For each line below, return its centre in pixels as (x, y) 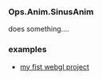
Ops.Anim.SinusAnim (51, 12)
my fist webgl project (55, 66)
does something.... (39, 29)
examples (27, 50)
